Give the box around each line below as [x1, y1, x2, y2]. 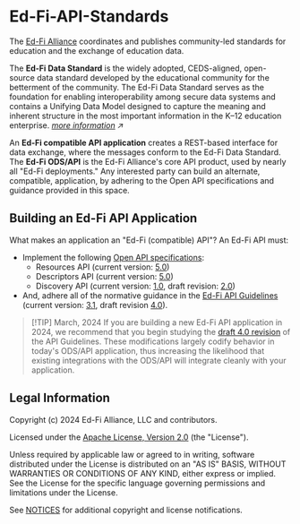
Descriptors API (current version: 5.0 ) [35, 271, 175, 281]
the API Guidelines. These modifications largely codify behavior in [30, 336, 275, 347]
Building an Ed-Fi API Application [9, 210, 198, 226]
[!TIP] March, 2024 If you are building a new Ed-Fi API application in [30, 316, 283, 328]
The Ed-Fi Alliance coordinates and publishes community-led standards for [9, 36, 287, 47]
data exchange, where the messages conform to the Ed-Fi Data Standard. [9, 146, 281, 158]
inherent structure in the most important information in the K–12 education [9, 110, 282, 121]
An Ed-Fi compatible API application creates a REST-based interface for [9, 137, 279, 148]
